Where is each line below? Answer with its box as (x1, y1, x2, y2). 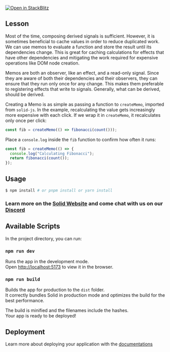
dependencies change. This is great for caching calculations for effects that (5, 49, 164, 55)
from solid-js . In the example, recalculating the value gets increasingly (5, 107, 155, 113)
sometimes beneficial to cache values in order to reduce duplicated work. (5, 38, 160, 44)
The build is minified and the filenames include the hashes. (5, 307, 129, 313)
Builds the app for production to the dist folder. (5, 287, 105, 293)
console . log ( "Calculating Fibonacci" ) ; (10, 151, 95, 156)
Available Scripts (5, 222, 60, 231)
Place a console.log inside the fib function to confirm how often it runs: (5, 136, 156, 142)
